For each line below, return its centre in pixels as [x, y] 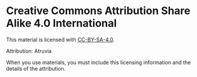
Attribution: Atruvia [29, 51]
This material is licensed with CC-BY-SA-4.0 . [60, 39]
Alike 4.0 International [61, 23]
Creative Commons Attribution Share [98, 11]
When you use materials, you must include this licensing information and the [98, 62]
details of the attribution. [36, 68]
